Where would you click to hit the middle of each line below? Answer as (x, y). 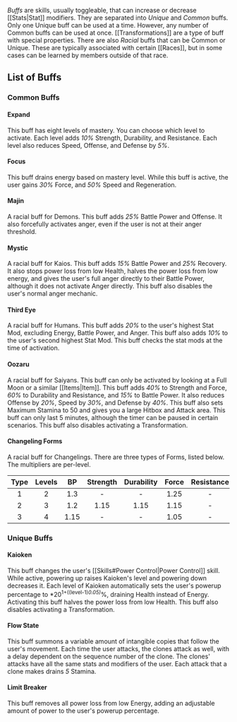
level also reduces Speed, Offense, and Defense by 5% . (89, 145)
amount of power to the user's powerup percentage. (84, 711)
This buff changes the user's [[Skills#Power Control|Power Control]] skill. (114, 570)
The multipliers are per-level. (49, 464)
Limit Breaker (27, 687)
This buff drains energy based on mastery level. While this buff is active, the (118, 177)
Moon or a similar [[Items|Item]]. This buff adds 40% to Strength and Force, (117, 388)
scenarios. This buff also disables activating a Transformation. (98, 425)
